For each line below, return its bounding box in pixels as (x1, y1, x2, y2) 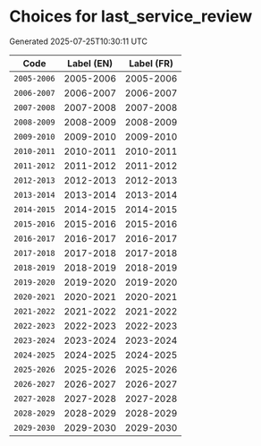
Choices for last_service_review (9, 6, 253, 27)
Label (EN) (66, 56, 114, 69)
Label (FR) (129, 56, 174, 69)
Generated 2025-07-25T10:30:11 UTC (9, 36, 147, 47)
